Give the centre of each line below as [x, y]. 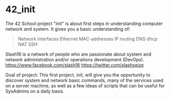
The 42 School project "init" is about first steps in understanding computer [84, 23]
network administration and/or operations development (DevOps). [75, 59]
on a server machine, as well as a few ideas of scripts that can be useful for [85, 86]
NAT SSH [28, 44]
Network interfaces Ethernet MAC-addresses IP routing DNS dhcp [88, 39]
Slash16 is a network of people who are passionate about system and [78, 54]
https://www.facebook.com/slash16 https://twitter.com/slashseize [75, 65]
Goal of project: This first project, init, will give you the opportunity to [78, 75]
